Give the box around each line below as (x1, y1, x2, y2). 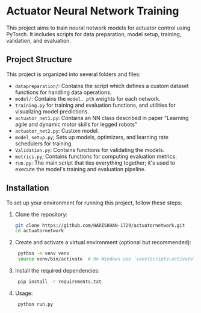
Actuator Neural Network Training (6, 4, 179, 18)
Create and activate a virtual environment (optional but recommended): (14, 239, 191, 246)
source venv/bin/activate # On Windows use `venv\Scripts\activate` (17, 256, 196, 262)
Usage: (14, 289, 33, 297)
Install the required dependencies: (14, 267, 100, 274)
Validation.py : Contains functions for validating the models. (14, 146, 165, 153)
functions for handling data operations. (14, 89, 112, 96)
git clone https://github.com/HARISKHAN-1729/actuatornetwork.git (14, 222, 185, 229)
